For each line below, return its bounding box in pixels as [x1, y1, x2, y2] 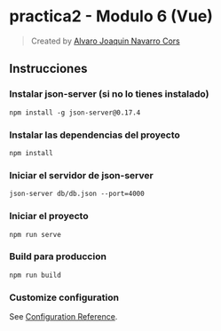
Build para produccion [9, 250, 107, 263]
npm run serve [9, 230, 62, 239]
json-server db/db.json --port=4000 [9, 189, 145, 199]
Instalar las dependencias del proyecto [9, 129, 180, 141]
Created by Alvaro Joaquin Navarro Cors [30, 35, 180, 46]
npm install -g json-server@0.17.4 [9, 108, 141, 117]
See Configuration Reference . [9, 311, 118, 322]
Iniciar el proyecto [9, 210, 89, 223]
